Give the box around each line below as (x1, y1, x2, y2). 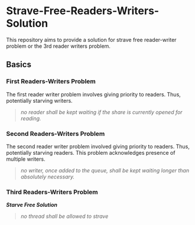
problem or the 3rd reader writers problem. (6, 43, 111, 50)
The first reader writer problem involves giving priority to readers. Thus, (6, 90, 181, 98)
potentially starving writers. (6, 97, 73, 104)
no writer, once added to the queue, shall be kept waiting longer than (20, 167, 190, 174)
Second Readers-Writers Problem (6, 129, 105, 138)
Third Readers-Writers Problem (6, 188, 99, 196)
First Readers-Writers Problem (6, 77, 96, 86)
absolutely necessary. (20, 173, 75, 180)
